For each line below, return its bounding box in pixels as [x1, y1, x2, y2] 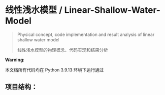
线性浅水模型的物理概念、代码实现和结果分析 [17, 47, 108, 53]
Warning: [5, 57, 25, 63]
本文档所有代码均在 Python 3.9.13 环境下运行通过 [5, 67, 104, 73]
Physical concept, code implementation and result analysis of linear [17, 32, 155, 37]
